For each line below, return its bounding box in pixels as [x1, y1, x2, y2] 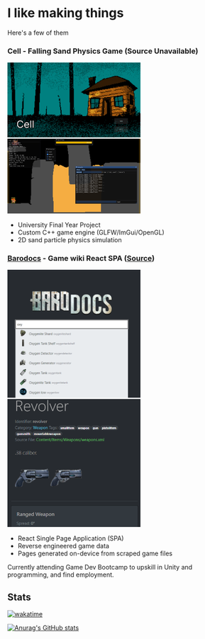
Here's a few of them [7, 28, 69, 37]
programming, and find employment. [7, 570, 115, 579]
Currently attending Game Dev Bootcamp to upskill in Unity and [7, 563, 193, 572]
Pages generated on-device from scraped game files [17, 549, 172, 558]
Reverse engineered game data [17, 542, 110, 550]
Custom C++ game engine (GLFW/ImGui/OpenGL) [17, 228, 165, 237]
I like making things [7, 5, 124, 21]
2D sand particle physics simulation [17, 235, 122, 244]
